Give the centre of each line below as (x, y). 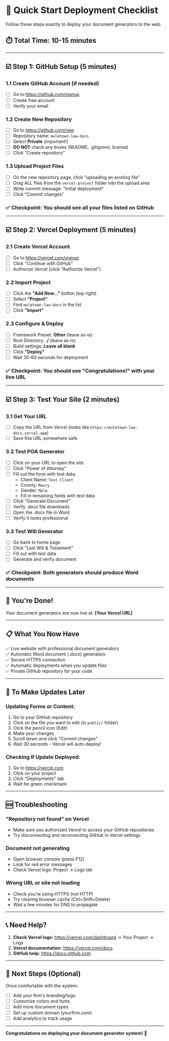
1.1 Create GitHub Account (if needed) (52, 83)
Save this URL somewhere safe (45, 438)
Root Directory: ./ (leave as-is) (44, 340)
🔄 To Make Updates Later (46, 692)
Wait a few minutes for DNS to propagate (55, 904)
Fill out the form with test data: (45, 474)
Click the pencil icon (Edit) (40, 728)
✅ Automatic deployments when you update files (56, 665)
